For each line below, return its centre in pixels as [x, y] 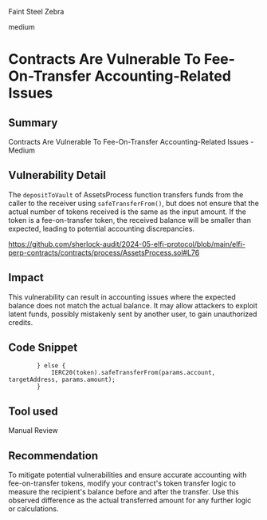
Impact [26, 278]
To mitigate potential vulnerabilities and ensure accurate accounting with [128, 475]
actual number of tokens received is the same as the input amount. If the [128, 212]
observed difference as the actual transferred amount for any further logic [130, 500]
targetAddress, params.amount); [62, 380]
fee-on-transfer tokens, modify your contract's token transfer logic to [122, 483]
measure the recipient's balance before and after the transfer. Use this [124, 492]
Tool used [33, 411]
